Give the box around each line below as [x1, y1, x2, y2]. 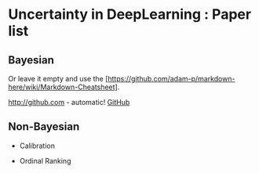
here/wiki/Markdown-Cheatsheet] [8, 82, 118, 92]
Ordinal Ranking [19, 156, 71, 165]
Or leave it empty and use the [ [8, 74, 108, 83]
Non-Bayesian [8, 120, 80, 134]
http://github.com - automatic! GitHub [8, 98, 130, 106]
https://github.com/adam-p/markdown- [108, 74, 235, 83]
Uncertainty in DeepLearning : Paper [8, 5, 252, 23]
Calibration [19, 141, 56, 150]
